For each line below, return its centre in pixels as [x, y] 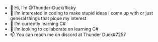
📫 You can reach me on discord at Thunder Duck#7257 [68, 34]
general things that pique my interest [48, 18]
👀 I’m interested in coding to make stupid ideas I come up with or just [82, 13]
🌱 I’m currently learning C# [38, 23]
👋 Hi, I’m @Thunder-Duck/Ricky [43, 8]
